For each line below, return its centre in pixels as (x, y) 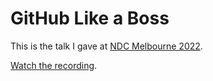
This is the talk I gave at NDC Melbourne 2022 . (106, 46)
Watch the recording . (54, 65)
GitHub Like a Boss (90, 18)
